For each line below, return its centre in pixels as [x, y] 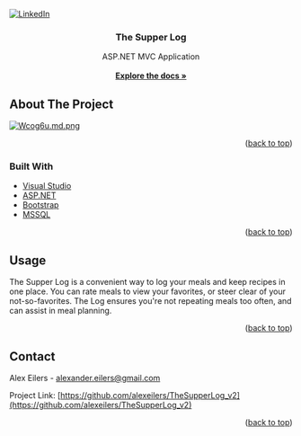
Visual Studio [47, 186]
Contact [32, 356]
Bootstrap [40, 205]
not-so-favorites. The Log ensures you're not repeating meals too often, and [150, 301]
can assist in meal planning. [61, 311]
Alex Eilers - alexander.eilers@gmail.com [85, 378]
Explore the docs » [151, 76]
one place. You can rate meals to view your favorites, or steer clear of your [147, 291]
